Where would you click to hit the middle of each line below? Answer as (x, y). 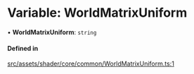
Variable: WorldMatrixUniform (97, 13)
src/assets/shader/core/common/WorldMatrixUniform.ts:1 (91, 64)
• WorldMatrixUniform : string (52, 32)
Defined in (23, 48)
